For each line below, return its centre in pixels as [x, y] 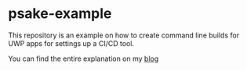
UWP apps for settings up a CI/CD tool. [71, 43]
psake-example [60, 14]
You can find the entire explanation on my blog [84, 59]
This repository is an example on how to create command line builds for [124, 35]
